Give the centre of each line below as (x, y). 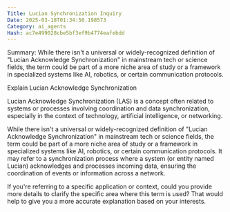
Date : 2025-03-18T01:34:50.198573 (57, 20)
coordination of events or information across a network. (86, 173)
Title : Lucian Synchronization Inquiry (65, 13)
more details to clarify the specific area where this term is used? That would (115, 194)
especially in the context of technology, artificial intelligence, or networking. (115, 116)
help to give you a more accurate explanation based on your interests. (106, 202)
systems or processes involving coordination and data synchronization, (109, 108)
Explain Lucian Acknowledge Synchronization (72, 88)
